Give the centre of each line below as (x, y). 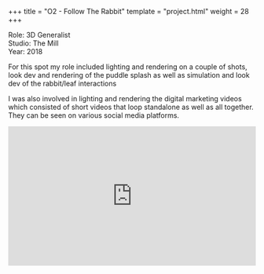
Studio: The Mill (33, 43)
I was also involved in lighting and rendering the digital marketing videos (125, 99)
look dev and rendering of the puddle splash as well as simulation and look (129, 75)
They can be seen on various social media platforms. (93, 115)
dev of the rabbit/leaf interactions (62, 83)
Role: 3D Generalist (39, 35)
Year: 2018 (26, 51)
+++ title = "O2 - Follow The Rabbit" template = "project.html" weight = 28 (128, 11)
